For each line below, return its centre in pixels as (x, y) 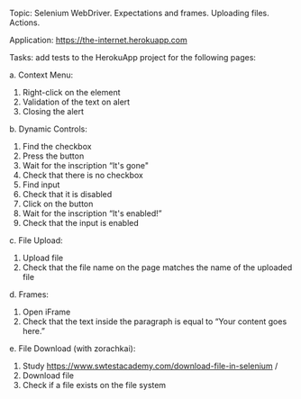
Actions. (25, 23)
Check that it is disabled (67, 194)
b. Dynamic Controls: (48, 129)
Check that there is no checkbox (83, 175)
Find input (41, 185)
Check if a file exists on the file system (94, 385)
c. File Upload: (36, 240)
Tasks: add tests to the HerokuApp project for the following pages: (133, 57)
